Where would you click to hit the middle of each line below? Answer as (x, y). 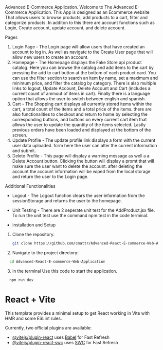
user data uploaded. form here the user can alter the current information (84, 145)
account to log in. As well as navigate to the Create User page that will (82, 52)
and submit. (24, 151)
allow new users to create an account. (50, 57)
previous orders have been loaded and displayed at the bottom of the (81, 130)
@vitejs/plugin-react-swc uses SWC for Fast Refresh (65, 342)
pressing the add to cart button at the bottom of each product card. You (84, 73)
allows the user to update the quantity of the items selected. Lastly (79, 125)
